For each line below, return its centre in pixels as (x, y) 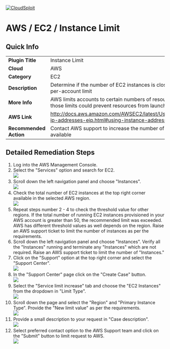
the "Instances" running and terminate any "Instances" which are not (84, 247)
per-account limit (71, 91)
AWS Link (20, 117)
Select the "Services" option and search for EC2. (64, 170)
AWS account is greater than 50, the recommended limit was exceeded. (88, 220)
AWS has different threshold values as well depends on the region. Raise (89, 225)
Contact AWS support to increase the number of (107, 128)
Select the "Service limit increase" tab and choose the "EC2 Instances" (87, 285)
